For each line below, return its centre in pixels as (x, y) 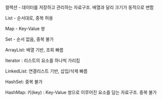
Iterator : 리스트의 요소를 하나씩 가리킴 (42, 60)
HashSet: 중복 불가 (24, 82)
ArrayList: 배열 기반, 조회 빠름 (34, 50)
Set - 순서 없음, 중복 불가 (29, 39)
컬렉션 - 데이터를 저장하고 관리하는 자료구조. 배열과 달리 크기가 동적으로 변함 (79, 7)
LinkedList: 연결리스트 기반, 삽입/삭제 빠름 (46, 71)
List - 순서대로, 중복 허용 (29, 18)
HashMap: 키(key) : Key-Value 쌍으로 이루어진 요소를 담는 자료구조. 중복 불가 (81, 92)
